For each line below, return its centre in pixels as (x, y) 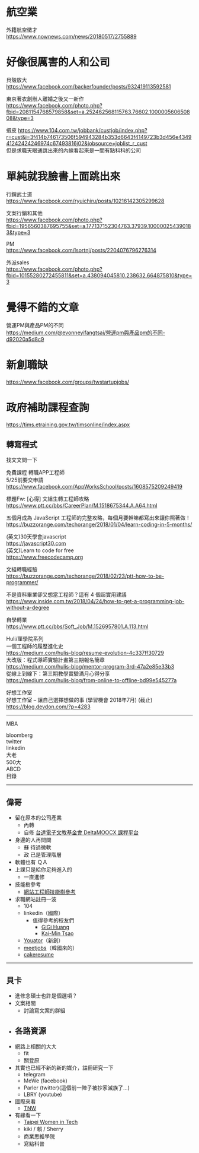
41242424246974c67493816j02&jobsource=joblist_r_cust (77, 143)
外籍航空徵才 (22, 30)
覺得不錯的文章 (43, 308)
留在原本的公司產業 (38, 818)
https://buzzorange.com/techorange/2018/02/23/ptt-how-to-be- (85, 576)
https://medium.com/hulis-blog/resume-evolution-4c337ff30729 (85, 653)
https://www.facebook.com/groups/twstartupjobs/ (68, 382)
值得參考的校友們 (53, 920)
